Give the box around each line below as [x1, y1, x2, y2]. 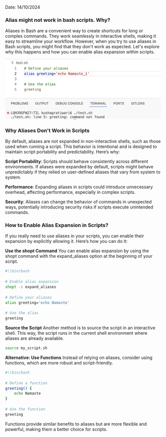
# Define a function [5, 380, 48, 385]
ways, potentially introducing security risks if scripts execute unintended [5, 204, 154, 210]
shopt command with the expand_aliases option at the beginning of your [5, 253, 153, 259]
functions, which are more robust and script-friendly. [5, 360, 113, 365]
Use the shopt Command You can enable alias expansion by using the [5, 248, 149, 254]
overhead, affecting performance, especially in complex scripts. [5, 189, 136, 195]
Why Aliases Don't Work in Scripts [5, 127, 90, 134]
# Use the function [5, 407, 46, 412]
